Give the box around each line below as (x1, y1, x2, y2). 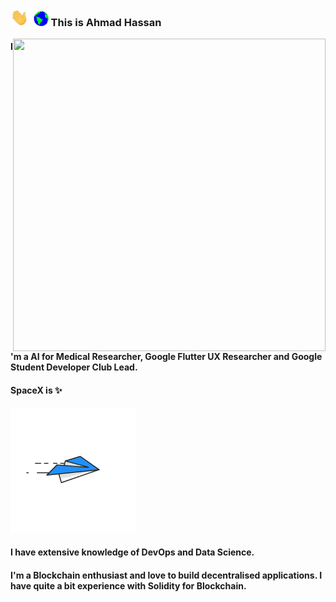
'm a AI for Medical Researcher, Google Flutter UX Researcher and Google (10, 351, 323, 363)
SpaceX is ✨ (10, 384, 63, 397)
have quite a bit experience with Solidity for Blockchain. (10, 579, 247, 592)
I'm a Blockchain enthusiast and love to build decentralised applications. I (10, 569, 323, 581)
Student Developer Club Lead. (10, 361, 138, 373)
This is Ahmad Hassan (50, 16, 162, 30)
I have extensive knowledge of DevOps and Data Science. (10, 546, 255, 558)
